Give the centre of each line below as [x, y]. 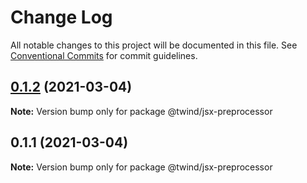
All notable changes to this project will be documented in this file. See [154, 45]
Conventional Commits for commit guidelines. [104, 55]
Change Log [61, 17]
